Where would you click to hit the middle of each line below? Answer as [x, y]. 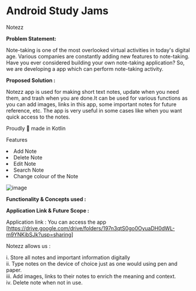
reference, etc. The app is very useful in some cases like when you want [94, 110]
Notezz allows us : [28, 246]
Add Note [25, 151]
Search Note [29, 170]
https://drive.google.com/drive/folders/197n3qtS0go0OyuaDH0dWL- [92, 228]
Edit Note [25, 164]
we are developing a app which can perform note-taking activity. [85, 68]
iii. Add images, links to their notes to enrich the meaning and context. [91, 276]
